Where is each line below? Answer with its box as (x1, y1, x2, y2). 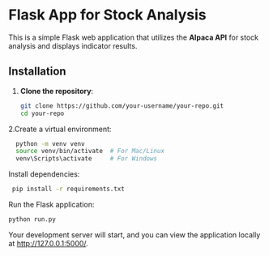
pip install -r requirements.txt (11, 185, 126, 194)
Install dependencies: (8, 169, 80, 179)
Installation (8, 65, 66, 79)
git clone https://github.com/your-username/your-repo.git (19, 101, 224, 110)
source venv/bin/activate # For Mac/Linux (15, 147, 164, 156)
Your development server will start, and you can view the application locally (8, 229, 261, 240)
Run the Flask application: (8, 200, 95, 209)
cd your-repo (19, 109, 65, 117)
